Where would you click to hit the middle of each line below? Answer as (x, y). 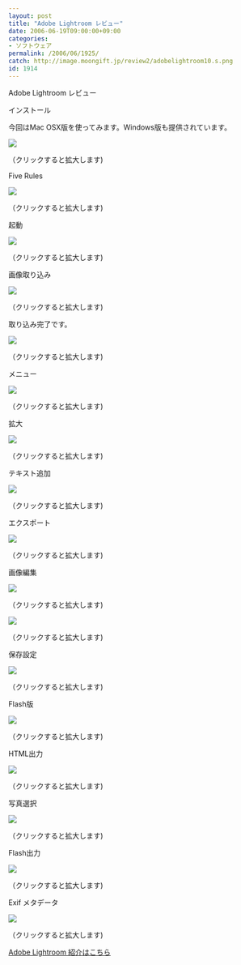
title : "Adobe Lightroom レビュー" (66, 23)
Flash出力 (25, 852)
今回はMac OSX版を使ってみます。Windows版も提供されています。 (120, 127)
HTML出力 (26, 754)
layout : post (30, 16)
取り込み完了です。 (40, 324)
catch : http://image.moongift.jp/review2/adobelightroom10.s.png (120, 62)
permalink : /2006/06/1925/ (54, 53)
